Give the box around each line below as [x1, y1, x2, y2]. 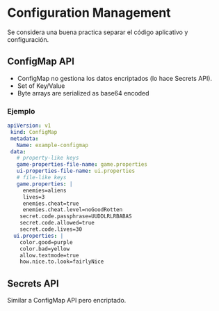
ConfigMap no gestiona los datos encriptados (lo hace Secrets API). [17, 74, 213, 82]
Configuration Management [7, 5, 172, 21]
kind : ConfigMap [10, 128, 58, 135]
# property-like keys [16, 155, 79, 162]
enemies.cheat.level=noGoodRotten [22, 206, 123, 213]
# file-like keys [16, 174, 67, 181]
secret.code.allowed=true [19, 220, 95, 227]
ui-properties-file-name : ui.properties [16, 167, 136, 175]
